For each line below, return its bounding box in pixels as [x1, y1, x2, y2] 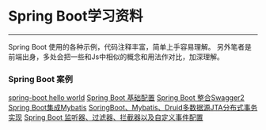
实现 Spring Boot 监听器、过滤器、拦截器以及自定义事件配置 [8, 113, 203, 122]
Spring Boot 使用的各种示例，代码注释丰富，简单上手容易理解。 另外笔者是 [8, 42, 252, 51]
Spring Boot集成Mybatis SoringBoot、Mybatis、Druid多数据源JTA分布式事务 [8, 103, 258, 113]
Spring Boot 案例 [8, 73, 74, 84]
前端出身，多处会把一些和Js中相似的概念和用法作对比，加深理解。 [8, 52, 224, 61]
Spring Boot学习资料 [8, 7, 143, 25]
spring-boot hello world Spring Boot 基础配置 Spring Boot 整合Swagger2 [8, 93, 245, 102]
